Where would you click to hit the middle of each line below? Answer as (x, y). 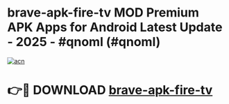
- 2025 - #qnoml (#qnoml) (84, 42)
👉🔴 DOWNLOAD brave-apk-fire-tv (110, 90)
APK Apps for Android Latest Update (115, 27)
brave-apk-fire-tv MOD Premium (103, 13)
